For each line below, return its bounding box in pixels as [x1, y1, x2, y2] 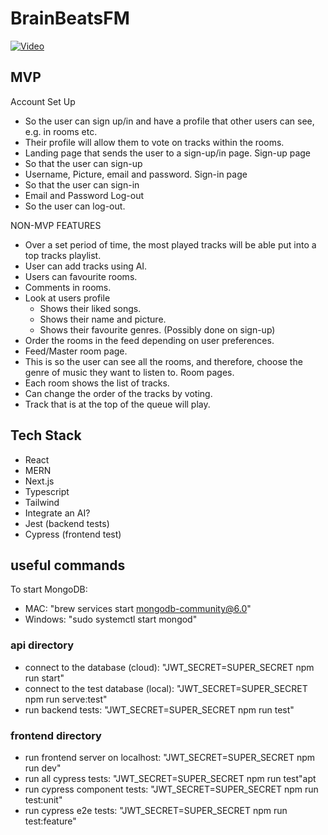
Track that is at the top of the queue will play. [24, 398, 211, 410]
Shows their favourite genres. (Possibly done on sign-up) [39, 323, 276, 336]
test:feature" [24, 815, 77, 827]
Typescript [24, 485, 70, 497]
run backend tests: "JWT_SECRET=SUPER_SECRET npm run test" [24, 703, 295, 716]
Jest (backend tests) [24, 517, 110, 529]
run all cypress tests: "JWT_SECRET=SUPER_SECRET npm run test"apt [24, 772, 317, 784]
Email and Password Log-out [24, 189, 145, 201]
